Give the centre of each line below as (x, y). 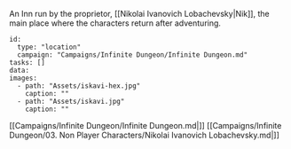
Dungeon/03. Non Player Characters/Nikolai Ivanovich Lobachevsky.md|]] (144, 135)
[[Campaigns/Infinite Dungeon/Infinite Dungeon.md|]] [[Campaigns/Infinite (145, 125)
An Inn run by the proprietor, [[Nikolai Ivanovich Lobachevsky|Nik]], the (139, 14)
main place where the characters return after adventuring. (115, 23)
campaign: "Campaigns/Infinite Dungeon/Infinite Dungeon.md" (133, 55)
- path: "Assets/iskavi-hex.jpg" (79, 86)
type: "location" (49, 47)
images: (24, 78)
